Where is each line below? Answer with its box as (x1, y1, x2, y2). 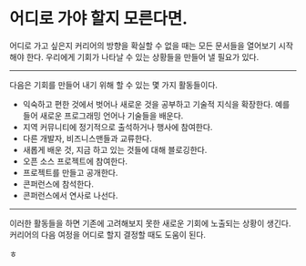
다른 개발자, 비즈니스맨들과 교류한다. (22, 133, 152, 144)
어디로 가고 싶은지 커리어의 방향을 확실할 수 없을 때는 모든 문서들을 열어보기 (9, 40, 277, 51)
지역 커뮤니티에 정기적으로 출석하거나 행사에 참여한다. (22, 121, 213, 132)
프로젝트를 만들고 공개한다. (22, 167, 118, 178)
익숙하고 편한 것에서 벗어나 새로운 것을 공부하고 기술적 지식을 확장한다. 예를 (22, 98, 291, 109)
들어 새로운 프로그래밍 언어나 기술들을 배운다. (22, 110, 184, 121)
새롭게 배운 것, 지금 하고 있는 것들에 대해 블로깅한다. (22, 144, 208, 155)
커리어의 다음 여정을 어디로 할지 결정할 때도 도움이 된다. (9, 229, 207, 240)
